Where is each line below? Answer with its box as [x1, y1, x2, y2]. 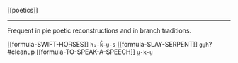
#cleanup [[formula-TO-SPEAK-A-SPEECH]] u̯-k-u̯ [7, 47, 154, 56]
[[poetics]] [7, 6, 38, 14]
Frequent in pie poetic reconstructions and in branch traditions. [7, 26, 192, 35]
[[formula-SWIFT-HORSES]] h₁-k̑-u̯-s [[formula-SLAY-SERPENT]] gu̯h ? [7, 40, 212, 48]
